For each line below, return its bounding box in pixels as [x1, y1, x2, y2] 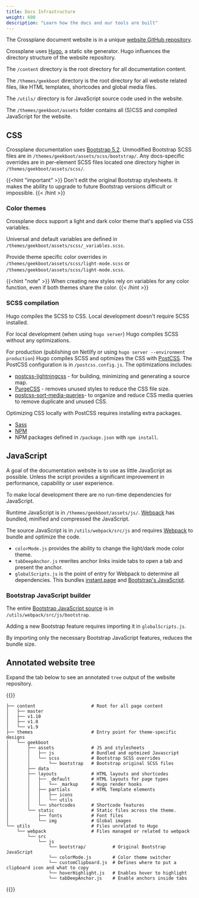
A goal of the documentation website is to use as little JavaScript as [6, 466, 172, 474]
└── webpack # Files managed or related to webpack [17, 828, 190, 834]
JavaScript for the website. [6, 113, 72, 120]
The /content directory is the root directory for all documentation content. [6, 66, 187, 73]
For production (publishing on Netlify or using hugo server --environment [6, 348, 186, 355]
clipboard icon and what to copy [6, 865, 89, 871]
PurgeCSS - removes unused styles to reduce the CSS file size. [14, 385, 170, 392]
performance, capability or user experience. [6, 479, 114, 487]
